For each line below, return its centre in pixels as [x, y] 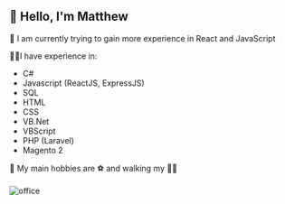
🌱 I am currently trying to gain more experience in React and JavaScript [142, 38]
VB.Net [36, 121]
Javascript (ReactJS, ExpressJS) [83, 83]
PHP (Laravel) [48, 140]
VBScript [39, 131]
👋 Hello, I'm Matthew [69, 17]
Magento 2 [43, 150]
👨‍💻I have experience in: [53, 56]
